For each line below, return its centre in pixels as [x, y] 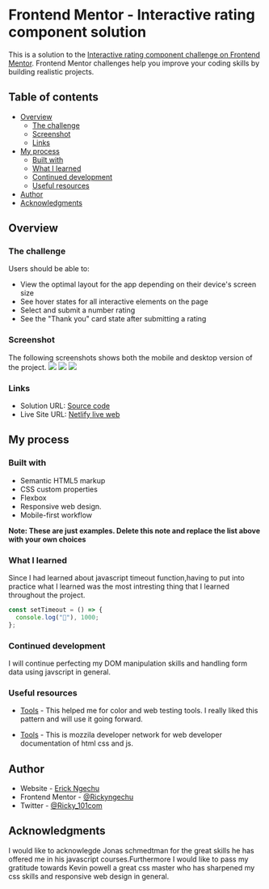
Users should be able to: [49, 269]
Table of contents [53, 98]
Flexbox [33, 498]
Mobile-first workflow [56, 515]
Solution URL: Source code [65, 406]
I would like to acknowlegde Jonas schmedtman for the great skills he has [131, 850]
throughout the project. [47, 595]
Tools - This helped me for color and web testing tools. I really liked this [139, 711]
